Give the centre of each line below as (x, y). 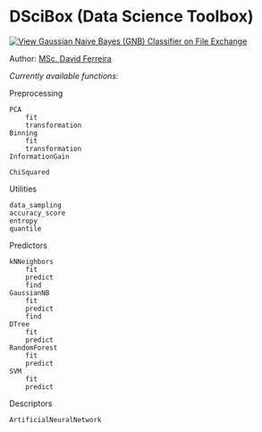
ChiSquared (30, 172)
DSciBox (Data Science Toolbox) (131, 17)
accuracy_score (38, 213)
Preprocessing (36, 93)
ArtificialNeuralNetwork (55, 419)
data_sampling (36, 205)
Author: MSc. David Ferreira (60, 58)
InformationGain (39, 157)
